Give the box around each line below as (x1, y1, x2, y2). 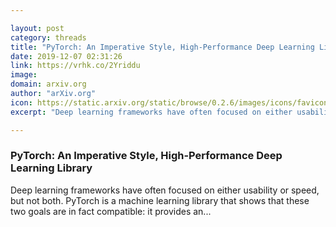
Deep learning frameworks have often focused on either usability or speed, (10, 184, 320, 196)
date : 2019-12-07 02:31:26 (10, 51, 123, 61)
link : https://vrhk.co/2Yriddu (10, 61, 141, 71)
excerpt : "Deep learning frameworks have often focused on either (10, 107, 293, 117)
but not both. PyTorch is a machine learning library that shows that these (10, 194, 310, 206)
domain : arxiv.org (10, 79, 87, 90)
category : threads (10, 32, 87, 43)
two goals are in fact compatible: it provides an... (10, 205, 212, 217)
